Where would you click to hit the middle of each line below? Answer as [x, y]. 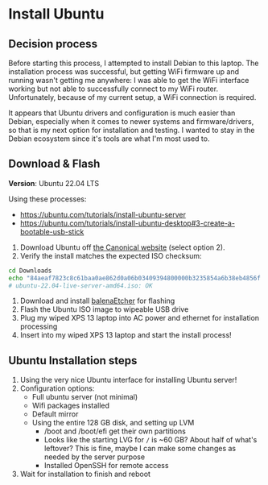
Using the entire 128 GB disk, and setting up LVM [113, 423]
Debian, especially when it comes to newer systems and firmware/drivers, [131, 121]
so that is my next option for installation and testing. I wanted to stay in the [132, 130]
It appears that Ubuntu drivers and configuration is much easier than [122, 113]
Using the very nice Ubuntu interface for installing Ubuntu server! [128, 380]
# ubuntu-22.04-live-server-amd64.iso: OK [80, 286]
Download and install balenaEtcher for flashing [97, 301]
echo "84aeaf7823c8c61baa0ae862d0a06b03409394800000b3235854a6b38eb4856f [135, 278]
